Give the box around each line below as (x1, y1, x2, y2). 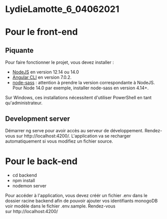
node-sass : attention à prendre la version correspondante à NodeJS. (12, 80, 156, 86)
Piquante (5, 46, 34, 54)
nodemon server (12, 183, 47, 189)
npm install (12, 177, 35, 183)
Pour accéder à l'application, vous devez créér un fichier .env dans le (5, 192, 148, 198)
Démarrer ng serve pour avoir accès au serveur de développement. (5, 128, 144, 133)
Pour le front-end (5, 26, 78, 38)
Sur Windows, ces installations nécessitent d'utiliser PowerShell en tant (5, 95, 152, 101)
